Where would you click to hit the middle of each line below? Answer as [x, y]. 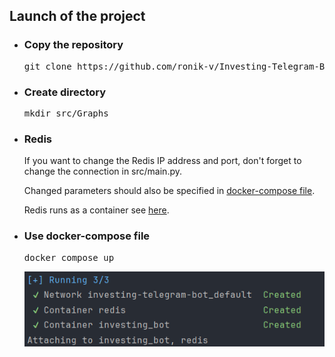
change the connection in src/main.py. [102, 171]
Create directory [65, 92]
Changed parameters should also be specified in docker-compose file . [169, 191]
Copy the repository [73, 45]
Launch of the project [77, 16]
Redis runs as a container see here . [96, 210]
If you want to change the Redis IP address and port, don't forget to [162, 161]
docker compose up [69, 257]
